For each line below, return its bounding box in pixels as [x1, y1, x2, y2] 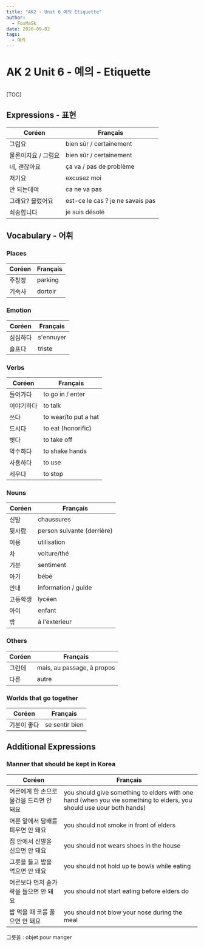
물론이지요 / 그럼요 [9, 151, 60, 160]
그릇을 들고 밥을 [9, 857, 52, 866]
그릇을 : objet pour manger [6, 933, 72, 941]
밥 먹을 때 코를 [9, 908, 49, 916]
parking [36, 276, 59, 284]
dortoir [36, 287, 56, 296]
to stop [43, 470, 64, 478]
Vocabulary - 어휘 [6, 231, 74, 241]
